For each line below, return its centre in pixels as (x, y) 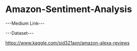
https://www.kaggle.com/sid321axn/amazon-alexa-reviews (67, 43)
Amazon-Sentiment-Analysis (69, 9)
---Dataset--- (20, 33)
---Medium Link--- (25, 23)
